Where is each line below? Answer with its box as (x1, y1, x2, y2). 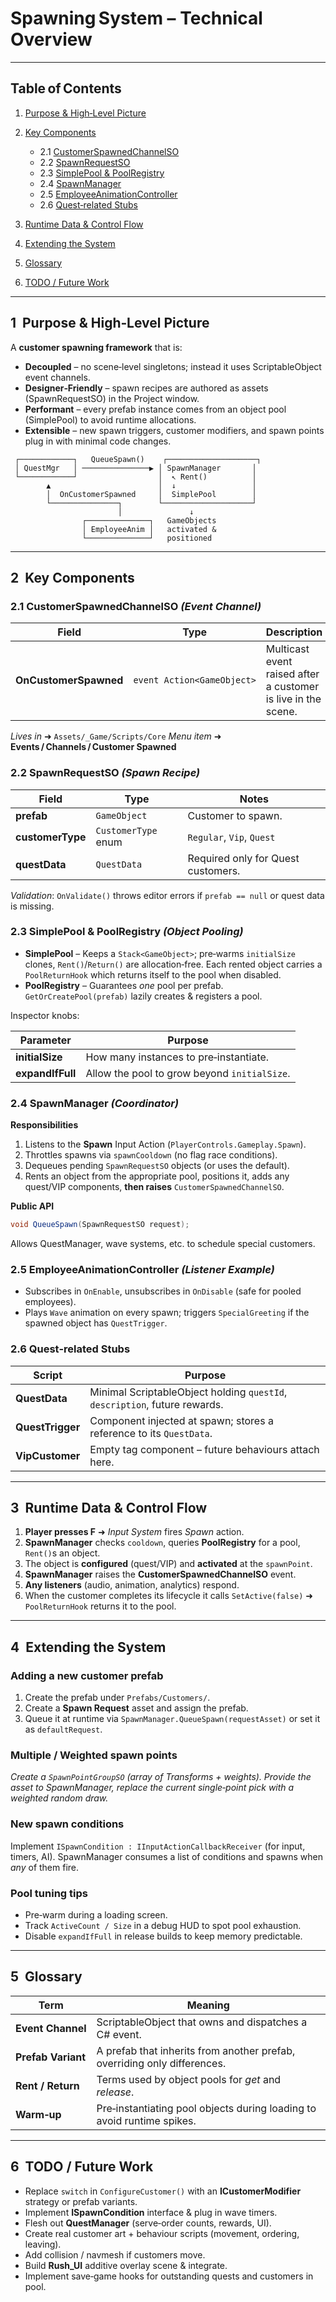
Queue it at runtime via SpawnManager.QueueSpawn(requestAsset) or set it (24, 1713, 321, 1725)
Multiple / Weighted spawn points (10, 1748, 178, 1762)
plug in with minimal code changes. (24, 435, 172, 447)
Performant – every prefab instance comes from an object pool (24, 403, 287, 415)
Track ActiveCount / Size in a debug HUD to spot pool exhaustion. (24, 1920, 302, 1931)
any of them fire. (10, 1861, 80, 1873)
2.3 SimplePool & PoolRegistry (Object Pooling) (10, 925, 244, 939)
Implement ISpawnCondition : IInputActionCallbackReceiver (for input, (10, 1840, 306, 1852)
